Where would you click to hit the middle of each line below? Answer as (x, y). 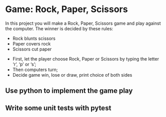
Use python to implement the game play (69, 91)
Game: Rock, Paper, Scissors (67, 9)
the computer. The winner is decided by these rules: (59, 28)
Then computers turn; (35, 70)
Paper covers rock (32, 43)
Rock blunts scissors (34, 38)
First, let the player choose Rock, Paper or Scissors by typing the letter (86, 58)
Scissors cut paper (32, 49)
